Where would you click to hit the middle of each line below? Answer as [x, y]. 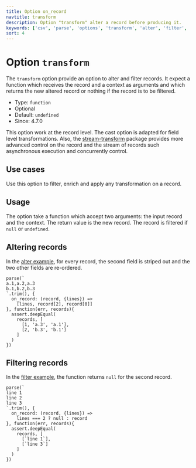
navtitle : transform [31, 17]
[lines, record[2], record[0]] [55, 304]
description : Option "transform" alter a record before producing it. [94, 22]
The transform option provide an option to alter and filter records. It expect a [98, 79]
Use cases [25, 170]
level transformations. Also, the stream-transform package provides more [95, 139]
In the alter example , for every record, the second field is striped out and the [98, 261]
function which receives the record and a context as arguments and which [96, 85]
